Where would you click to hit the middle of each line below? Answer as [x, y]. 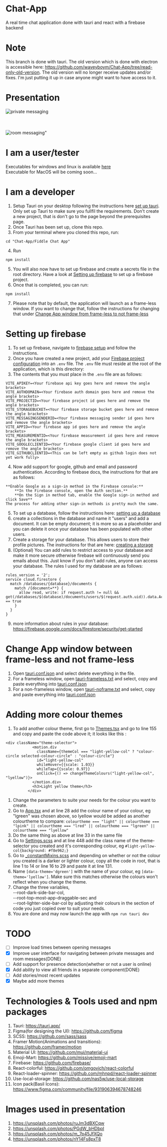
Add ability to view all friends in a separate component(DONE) [76, 970]
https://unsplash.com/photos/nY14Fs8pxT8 [57, 1139]
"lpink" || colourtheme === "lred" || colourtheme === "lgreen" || [84, 826]
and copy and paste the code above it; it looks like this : [70, 734]
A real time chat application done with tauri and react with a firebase [75, 22]
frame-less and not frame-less [70, 659]
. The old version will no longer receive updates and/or [95, 72]
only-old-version [23, 72]
